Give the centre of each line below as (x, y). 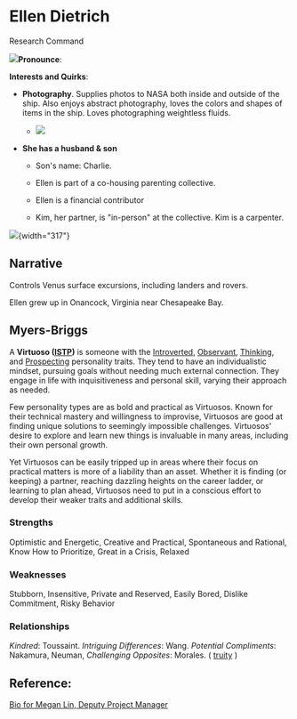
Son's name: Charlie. (74, 166)
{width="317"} (44, 235)
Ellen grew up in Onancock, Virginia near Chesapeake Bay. (116, 302)
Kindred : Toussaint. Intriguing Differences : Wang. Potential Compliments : (143, 646)
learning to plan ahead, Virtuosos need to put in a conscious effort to (135, 490)
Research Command (47, 41)
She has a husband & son (69, 148)
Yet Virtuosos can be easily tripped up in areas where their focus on (134, 462)
